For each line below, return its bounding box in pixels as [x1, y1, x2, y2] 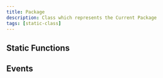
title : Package [6, 9, 45, 15]
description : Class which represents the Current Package [6, 15, 157, 21]
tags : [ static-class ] [6, 20, 62, 26]
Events [6, 63, 34, 74]
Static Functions [6, 43, 70, 53]
